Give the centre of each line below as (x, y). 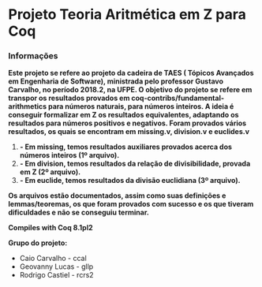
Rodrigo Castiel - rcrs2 (56, 275)
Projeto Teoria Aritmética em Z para (127, 15)
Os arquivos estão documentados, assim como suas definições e (117, 196)
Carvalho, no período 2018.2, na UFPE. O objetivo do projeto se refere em (130, 90)
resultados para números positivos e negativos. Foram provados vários (127, 123)
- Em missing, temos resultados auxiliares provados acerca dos (126, 147)
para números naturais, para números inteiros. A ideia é (141, 106)
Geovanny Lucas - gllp (56, 266)
